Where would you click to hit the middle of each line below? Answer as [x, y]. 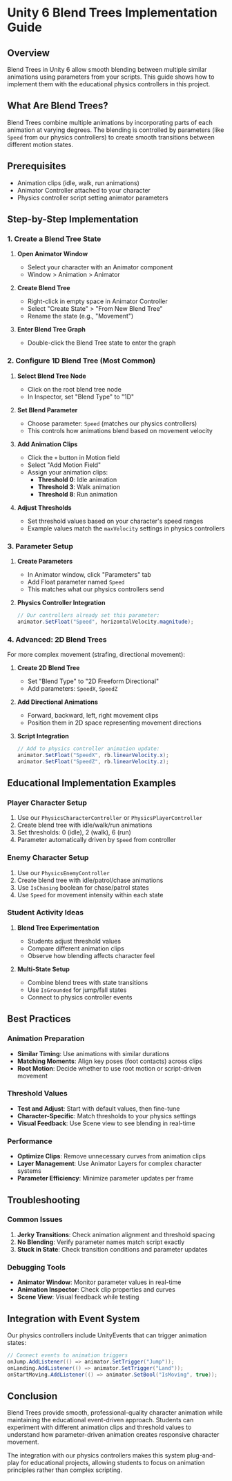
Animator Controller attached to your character [84, 190]
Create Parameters [45, 561]
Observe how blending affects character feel [91, 955]
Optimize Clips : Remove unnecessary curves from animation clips [111, 1156]
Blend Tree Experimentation [58, 928]
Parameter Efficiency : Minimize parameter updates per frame [105, 1178]
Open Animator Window [52, 254]
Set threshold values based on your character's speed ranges [115, 521]
